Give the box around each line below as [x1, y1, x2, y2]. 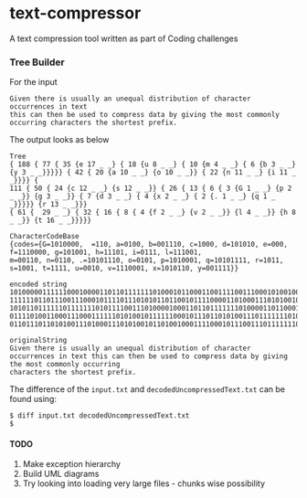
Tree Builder [9, 56, 66, 69]
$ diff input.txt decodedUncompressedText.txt [9, 411, 190, 420]
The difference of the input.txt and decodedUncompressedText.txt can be [9, 384, 286, 395]
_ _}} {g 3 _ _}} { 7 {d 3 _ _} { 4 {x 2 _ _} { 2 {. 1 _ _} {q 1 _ [9, 192, 276, 201]
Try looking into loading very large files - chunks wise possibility [22, 478, 265, 489]
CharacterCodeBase [9, 232, 79, 241]
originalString [9, 336, 68, 345]
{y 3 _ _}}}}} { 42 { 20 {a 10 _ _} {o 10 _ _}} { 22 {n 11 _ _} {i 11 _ [9, 168, 297, 177]
